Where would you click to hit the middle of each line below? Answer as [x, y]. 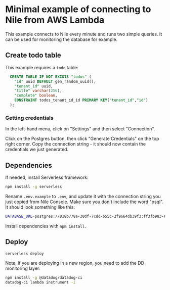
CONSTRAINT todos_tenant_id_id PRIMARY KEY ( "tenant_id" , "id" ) [81, 100]
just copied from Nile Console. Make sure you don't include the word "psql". [84, 202]
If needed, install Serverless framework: [47, 177]
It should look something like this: [40, 207]
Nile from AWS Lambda [55, 20]
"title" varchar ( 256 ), [38, 91]
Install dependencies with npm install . [46, 226]
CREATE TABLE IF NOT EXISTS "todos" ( [51, 77]
